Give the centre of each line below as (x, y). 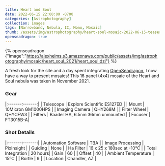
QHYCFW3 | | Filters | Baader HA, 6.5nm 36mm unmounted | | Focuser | (78, 115)
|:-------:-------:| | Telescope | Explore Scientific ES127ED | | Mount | (75, 104)
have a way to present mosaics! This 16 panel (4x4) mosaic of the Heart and (82, 76)
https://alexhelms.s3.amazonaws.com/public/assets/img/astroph (92, 56)
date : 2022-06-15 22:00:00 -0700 (39, 14)
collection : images (25, 23)
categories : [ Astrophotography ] (38, 19)
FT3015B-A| (17, 120)
